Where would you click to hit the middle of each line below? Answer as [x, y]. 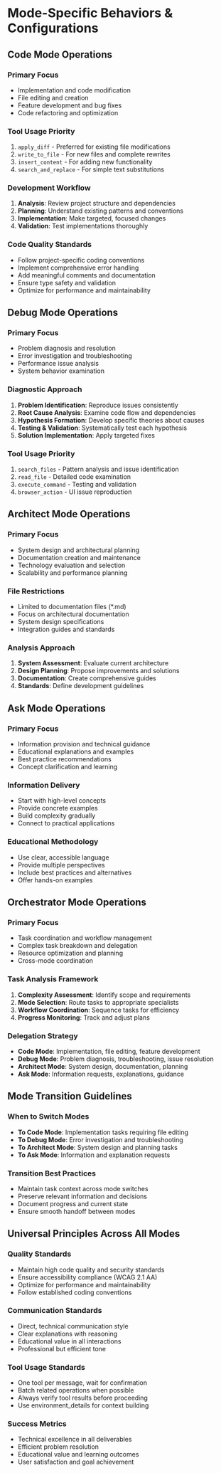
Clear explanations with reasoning [68, 1334]
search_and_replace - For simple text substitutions [91, 169]
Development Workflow [49, 188]
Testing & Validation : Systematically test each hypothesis [102, 428]
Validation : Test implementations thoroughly [83, 226]
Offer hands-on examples [55, 880]
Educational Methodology [53, 842]
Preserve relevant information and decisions [82, 1196]
